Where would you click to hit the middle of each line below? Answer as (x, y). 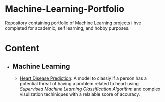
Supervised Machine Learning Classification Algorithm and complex (90, 89)
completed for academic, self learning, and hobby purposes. (67, 28)
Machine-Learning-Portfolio (65, 9)
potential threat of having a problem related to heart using (79, 83)
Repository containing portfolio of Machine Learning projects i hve (73, 23)
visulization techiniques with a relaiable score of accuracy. (80, 94)
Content (22, 48)
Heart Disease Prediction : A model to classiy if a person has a (83, 78)
